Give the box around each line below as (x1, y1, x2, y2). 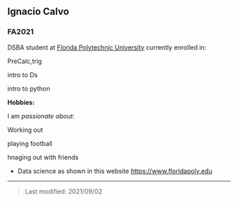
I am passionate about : (7, 111, 75, 120)
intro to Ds (7, 70, 38, 79)
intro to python (7, 84, 51, 93)
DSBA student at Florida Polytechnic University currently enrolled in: (7, 43, 207, 52)
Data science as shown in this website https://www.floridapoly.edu (17, 167, 212, 175)
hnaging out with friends (7, 152, 79, 162)
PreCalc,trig (7, 57, 42, 65)
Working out (7, 125, 44, 134)
